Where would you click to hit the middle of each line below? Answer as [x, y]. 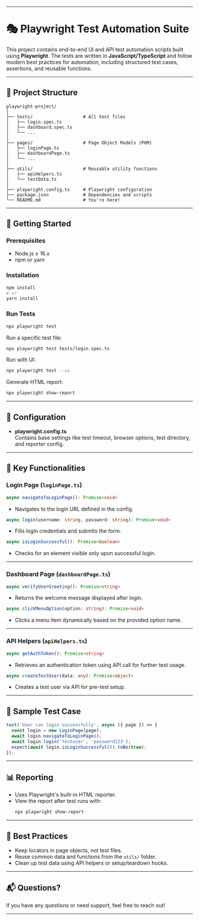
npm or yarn [30, 260]
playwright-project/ [32, 106]
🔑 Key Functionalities [46, 468]
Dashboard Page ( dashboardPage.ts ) [58, 574]
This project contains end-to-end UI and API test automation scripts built [95, 49]
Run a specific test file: [34, 338]
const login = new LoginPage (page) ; [57, 731]
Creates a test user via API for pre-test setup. [70, 687]
